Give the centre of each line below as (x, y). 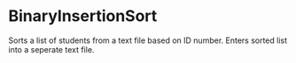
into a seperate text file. (51, 49)
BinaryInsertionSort (83, 16)
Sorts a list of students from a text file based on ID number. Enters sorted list (148, 40)
